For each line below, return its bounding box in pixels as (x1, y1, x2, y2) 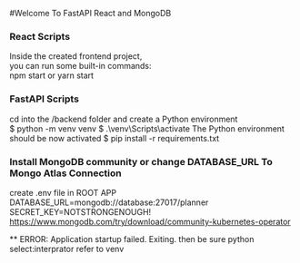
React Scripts (9, 30, 71, 43)
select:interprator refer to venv (9, 243, 125, 254)
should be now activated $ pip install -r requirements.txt (9, 132, 220, 143)
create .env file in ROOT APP (9, 187, 116, 198)
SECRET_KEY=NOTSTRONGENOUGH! (9, 206, 152, 217)
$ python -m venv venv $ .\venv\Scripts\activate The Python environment (9, 122, 285, 134)
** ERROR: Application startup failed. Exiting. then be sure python (9, 233, 255, 244)
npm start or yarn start (9, 70, 94, 81)
